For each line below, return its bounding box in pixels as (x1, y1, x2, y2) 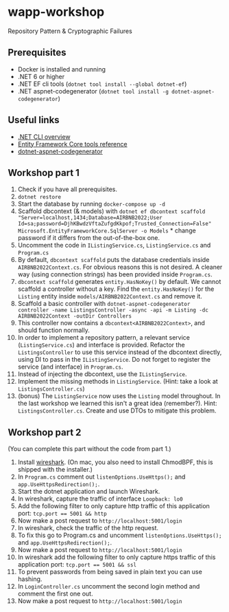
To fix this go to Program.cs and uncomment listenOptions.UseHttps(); (17, 531, 222, 540)
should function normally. (17, 326, 90, 334)
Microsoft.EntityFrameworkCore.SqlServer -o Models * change (17, 226, 196, 234)
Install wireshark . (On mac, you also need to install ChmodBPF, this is (17, 458, 213, 466)
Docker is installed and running (17, 65, 106, 73)
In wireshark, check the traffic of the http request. (17, 524, 158, 532)
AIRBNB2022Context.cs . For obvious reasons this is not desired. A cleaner (17, 263, 223, 272)
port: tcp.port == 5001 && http (17, 510, 107, 518)
